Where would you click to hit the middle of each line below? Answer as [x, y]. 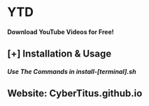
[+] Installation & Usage [59, 54]
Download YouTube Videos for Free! [61, 31]
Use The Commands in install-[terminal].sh [72, 71]
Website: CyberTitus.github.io [75, 94]
